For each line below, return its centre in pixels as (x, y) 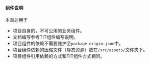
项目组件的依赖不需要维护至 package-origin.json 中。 (68, 44)
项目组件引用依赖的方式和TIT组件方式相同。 (59, 56)
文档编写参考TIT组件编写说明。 (45, 37)
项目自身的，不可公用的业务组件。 (48, 31)
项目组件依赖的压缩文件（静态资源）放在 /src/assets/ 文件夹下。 (80, 50)
